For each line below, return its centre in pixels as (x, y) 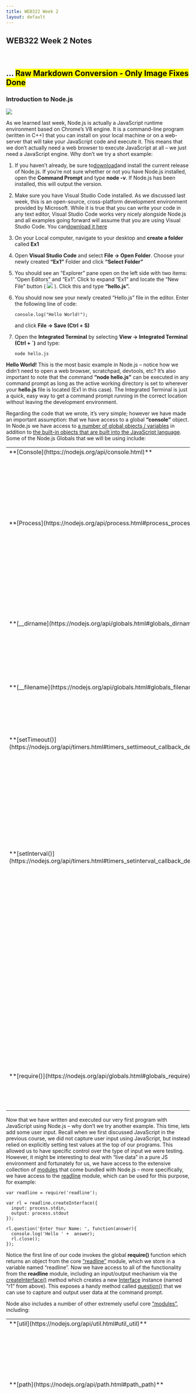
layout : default (26, 17)
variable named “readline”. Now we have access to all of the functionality (94, 1267)
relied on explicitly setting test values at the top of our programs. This (90, 1145)
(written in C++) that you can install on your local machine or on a (85, 135)
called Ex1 (27, 244)
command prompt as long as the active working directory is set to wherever (97, 383)
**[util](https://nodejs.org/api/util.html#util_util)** (78, 1324)
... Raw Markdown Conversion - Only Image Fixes (97, 73)
